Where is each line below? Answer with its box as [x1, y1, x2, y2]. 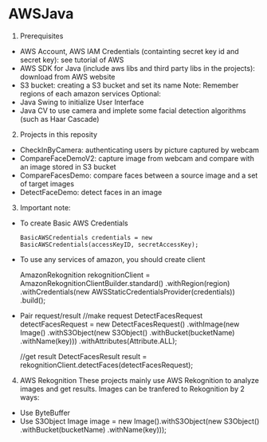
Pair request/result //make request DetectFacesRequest [19, 311, 203, 320]
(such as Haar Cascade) [19, 114, 100, 123]
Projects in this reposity [19, 129, 98, 139]
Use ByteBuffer [19, 408, 70, 417]
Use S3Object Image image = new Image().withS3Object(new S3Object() [19, 416, 260, 426]
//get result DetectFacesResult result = [19, 351, 147, 361]
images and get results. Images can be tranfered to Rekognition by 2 [19, 384, 245, 393]
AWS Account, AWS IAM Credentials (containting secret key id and [19, 46, 239, 56]
